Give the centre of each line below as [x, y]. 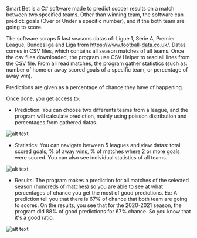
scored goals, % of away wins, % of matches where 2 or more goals [97, 151]
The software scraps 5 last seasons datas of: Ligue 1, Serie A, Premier [91, 38]
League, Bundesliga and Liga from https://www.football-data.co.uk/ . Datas [96, 45]
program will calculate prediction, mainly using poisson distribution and [101, 116]
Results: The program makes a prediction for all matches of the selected [102, 180]
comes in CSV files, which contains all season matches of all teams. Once [95, 51]
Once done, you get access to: [43, 98]
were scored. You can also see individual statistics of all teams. [91, 157]
